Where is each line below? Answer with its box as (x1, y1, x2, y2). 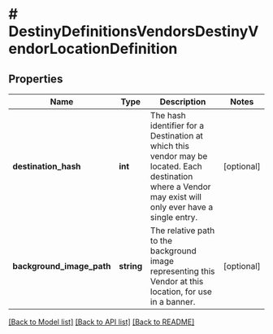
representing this (149, 266, 215, 277)
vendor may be (149, 151, 208, 161)
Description (159, 96, 206, 107)
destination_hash (12, 160, 81, 172)
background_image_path (12, 261, 111, 271)
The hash (149, 110, 187, 121)
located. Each (149, 160, 203, 172)
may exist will (149, 191, 201, 202)
